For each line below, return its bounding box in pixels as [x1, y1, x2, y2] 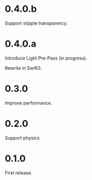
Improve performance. [5, 99, 52, 106]
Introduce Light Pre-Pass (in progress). [5, 55, 88, 61]
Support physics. [5, 134, 41, 141]
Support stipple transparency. [5, 20, 68, 26]
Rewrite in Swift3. [5, 65, 42, 71]
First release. [5, 170, 33, 176]
